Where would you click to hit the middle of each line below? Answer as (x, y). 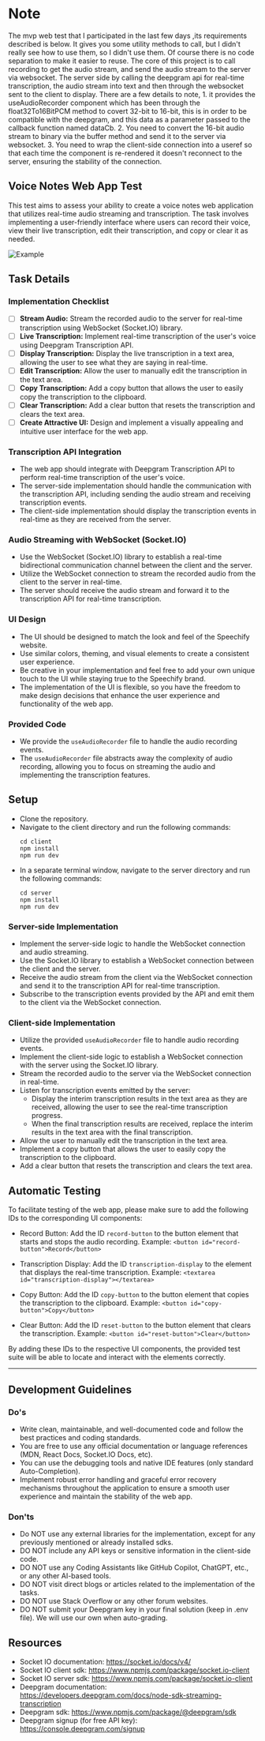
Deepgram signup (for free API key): (78, 1720)
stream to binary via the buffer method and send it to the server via (117, 136)
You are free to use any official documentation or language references (134, 1446)
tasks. (29, 1593)
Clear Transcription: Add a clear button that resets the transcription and (137, 405)
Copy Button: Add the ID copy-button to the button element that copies (134, 1295)
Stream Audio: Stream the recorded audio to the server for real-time (131, 319)
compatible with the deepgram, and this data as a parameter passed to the (129, 119)
